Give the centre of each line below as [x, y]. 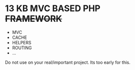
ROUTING [22, 48]
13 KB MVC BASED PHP [53, 9]
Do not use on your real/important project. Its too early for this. [68, 62]
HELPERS [22, 42]
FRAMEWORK [34, 19]
